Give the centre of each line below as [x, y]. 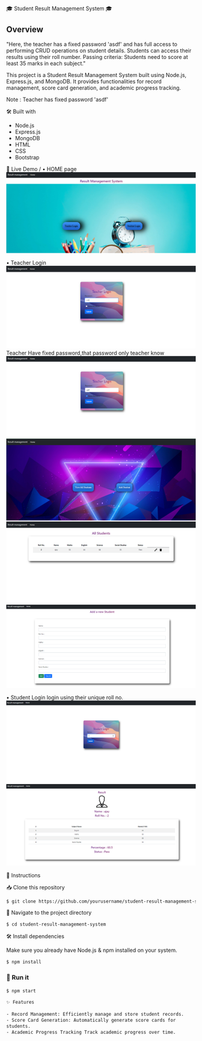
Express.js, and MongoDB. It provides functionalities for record [84, 81]
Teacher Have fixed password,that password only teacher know [85, 353]
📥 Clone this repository [35, 887]
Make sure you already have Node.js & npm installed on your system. [92, 950]
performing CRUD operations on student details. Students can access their [99, 51]
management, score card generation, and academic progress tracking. [94, 88]
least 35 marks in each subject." [46, 63]
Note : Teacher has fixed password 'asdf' [57, 99]
